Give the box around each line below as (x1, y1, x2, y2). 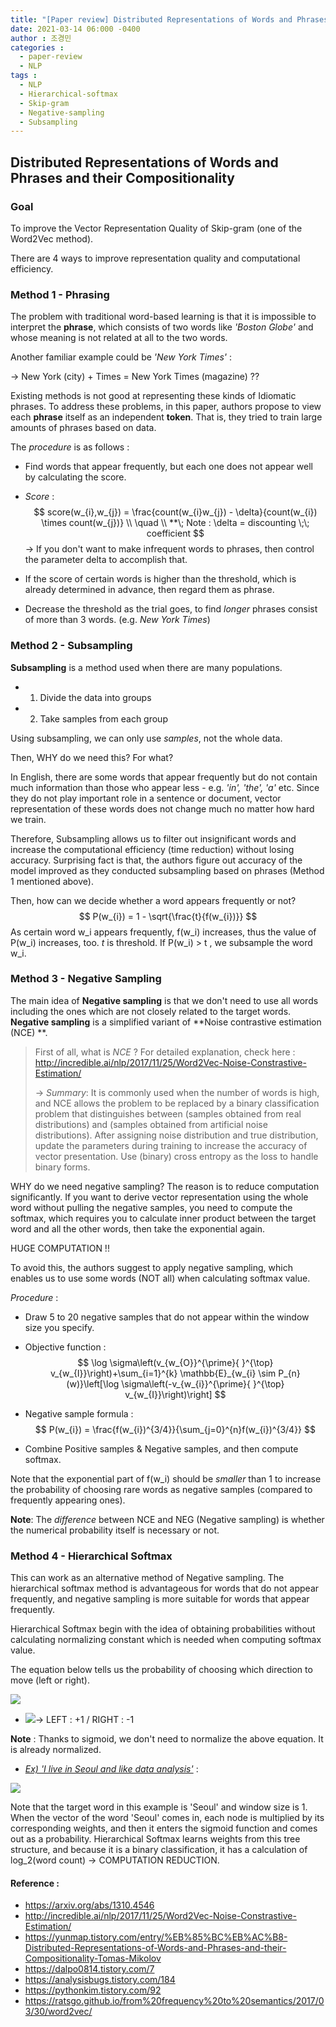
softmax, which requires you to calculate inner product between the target (10, 1212, 317, 1224)
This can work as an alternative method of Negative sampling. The (10, 1572, 285, 1584)
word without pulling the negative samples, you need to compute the (10, 1201, 293, 1213)
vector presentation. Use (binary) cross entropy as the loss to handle (34, 1150, 319, 1162)
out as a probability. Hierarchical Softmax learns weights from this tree (10, 1833, 301, 1845)
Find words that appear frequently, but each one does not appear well (24, 461, 313, 473)
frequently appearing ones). (10, 1494, 126, 1506)
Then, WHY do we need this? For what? (10, 751, 174, 763)
